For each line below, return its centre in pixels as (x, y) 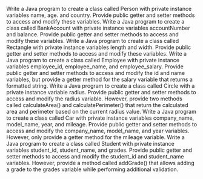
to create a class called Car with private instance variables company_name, (100, 118)
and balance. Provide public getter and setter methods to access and (92, 34)
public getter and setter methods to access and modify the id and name (96, 73)
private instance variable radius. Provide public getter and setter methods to (101, 92)
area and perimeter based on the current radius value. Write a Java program (101, 112)
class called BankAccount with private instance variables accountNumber (98, 28)
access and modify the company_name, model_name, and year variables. (98, 131)
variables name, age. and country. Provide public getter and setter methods (101, 15)
